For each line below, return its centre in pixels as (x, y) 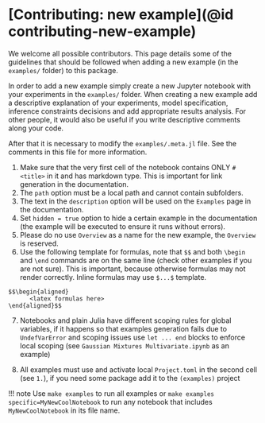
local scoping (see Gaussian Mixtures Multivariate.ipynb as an (125, 345)
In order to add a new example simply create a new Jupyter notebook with (130, 86)
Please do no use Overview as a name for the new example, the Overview (138, 235)
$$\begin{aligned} (38, 292)
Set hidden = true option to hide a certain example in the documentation (138, 218)
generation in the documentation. (74, 184)
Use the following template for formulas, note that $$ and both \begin (132, 251)
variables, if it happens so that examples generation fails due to (123, 328)
